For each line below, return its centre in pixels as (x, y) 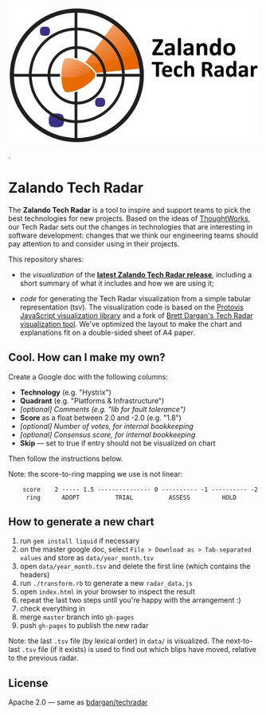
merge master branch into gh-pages (77, 617)
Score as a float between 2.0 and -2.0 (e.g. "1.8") (100, 418)
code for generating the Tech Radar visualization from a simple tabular (135, 298)
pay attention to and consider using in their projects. (94, 244)
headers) (35, 575)
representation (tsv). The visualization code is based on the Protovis (132, 307)
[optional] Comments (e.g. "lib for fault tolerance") (103, 409)
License (28, 683)
